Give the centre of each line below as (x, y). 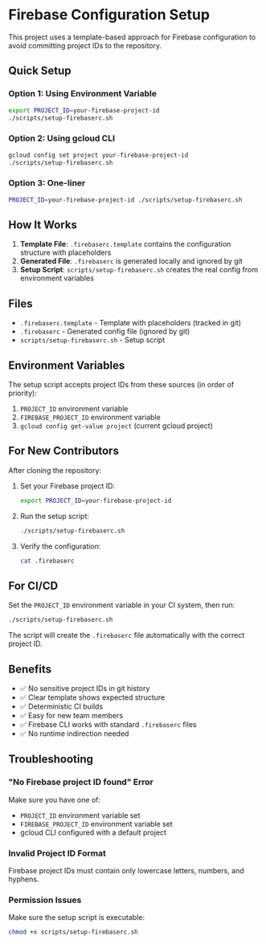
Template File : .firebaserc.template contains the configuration (125, 244)
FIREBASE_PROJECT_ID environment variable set (96, 823)
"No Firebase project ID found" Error (81, 783)
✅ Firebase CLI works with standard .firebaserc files (108, 724)
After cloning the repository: (55, 470)
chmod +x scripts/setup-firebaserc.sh (73, 932)
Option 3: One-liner (47, 183)
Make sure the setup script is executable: (76, 917)
